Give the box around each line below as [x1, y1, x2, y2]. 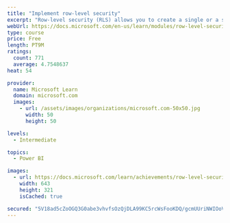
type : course [7, 29, 44, 36]
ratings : [7, 49, 32, 55]
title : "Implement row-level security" [7, 10, 121, 17]
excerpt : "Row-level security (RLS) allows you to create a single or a [7, 16, 219, 23]
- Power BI [13, 155, 44, 162]
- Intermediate [13, 136, 57, 144]
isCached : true [19, 193, 63, 200]
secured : [7, 205, 32, 212]
